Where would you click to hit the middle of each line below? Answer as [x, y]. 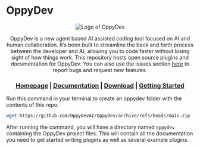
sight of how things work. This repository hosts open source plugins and [100, 57]
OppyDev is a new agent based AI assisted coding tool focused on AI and [100, 38]
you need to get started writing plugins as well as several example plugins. [98, 140]
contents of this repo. [32, 105]
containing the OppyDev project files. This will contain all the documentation [100, 134]
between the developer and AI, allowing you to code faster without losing [100, 51]
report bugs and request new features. [100, 70]
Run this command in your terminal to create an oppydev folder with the [94, 98]
